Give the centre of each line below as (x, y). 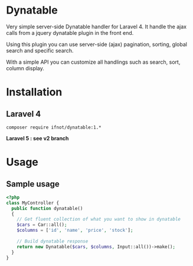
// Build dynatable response (53, 241)
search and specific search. (40, 50)
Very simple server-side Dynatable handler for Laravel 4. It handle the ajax (97, 27)
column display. (25, 68)
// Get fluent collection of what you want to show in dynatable (99, 219)
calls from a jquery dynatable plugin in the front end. (70, 32)
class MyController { (33, 203)
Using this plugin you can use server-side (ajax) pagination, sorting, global (97, 44)
